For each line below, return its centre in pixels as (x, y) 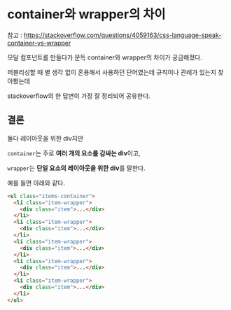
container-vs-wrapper (39, 43)
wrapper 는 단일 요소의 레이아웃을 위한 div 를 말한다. (76, 168)
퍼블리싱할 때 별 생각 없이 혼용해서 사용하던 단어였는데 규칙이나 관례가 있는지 (112, 72)
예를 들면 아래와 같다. (36, 183)
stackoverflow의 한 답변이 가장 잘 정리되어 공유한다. (79, 96)
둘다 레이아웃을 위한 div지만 (45, 138)
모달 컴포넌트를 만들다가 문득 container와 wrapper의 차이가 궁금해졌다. (105, 57)
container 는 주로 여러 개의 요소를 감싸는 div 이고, (74, 153)
